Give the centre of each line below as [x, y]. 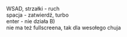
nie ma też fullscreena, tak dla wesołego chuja [64, 27]
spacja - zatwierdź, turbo [38, 15]
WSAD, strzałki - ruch [33, 9]
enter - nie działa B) [31, 21]
